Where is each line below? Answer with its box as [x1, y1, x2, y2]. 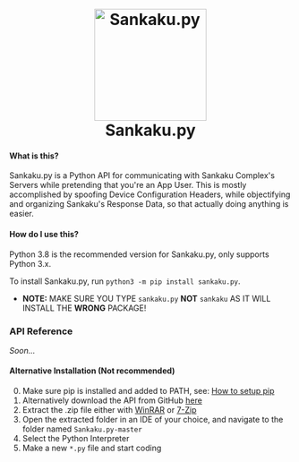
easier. [9, 209, 34, 219]
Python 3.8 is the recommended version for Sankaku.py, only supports [9, 249, 270, 260]
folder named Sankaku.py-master [21, 423, 143, 434]
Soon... [9, 345, 36, 355]
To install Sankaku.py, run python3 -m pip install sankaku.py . [9, 276, 241, 287]
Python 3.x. [9, 258, 52, 269]
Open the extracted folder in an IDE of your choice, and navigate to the [21, 415, 284, 425]
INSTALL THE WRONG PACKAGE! [21, 303, 147, 313]
